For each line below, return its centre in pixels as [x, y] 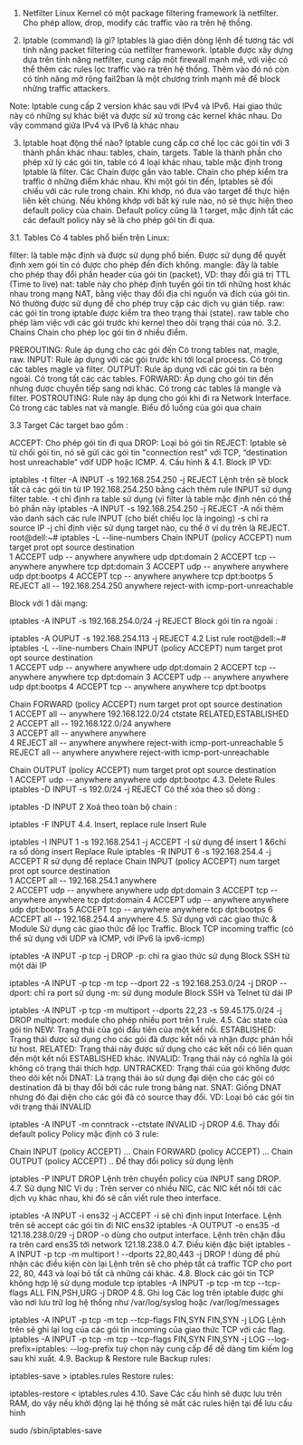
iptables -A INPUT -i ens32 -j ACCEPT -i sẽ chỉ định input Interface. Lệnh [146, 1216]
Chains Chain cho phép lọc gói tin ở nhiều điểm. [99, 332]
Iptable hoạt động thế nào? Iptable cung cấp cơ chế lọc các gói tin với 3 [156, 143]
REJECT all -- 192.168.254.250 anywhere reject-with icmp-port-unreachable [151, 586]
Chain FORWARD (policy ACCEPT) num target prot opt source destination [146, 704]
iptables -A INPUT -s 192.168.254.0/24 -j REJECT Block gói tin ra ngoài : [144, 621]
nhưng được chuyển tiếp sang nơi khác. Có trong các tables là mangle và [146, 388]
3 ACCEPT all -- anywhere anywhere [78, 733]
